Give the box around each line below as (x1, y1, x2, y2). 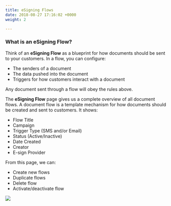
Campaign (12, 122, 35, 128)
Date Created (12, 139, 41, 145)
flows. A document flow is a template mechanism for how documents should (5, 101, 166, 107)
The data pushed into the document (12, 71, 88, 77)
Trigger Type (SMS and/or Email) (12, 127, 82, 133)
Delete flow (12, 180, 37, 186)
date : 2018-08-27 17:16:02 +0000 (5, 12, 77, 17)
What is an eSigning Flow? (5, 38, 72, 45)
